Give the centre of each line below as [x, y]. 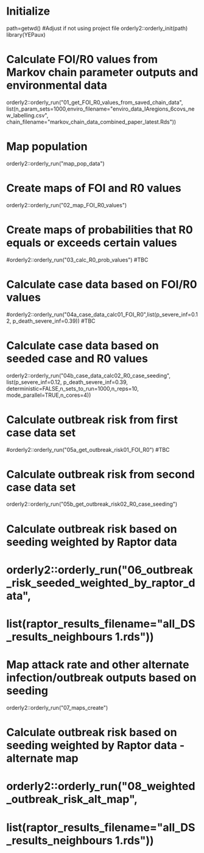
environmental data [57, 85]
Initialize [28, 11]
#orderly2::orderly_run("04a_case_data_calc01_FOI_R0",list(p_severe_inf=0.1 [102, 314]
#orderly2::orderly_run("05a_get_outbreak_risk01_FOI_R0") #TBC [88, 449]
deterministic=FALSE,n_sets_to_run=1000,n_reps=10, [72, 388]
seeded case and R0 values [77, 358]
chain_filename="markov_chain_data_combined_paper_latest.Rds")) [91, 122]
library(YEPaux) [26, 34]
